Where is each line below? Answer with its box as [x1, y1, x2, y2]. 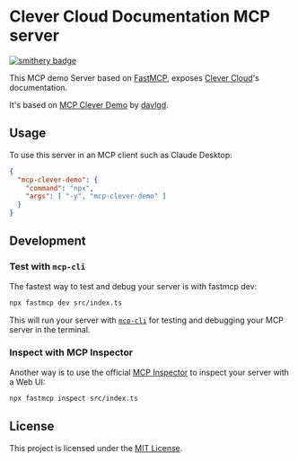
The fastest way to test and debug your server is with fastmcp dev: [9, 280, 258, 291]
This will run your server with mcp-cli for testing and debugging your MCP [9, 315, 285, 325]
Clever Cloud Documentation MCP [9, 6, 271, 27]
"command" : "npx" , [25, 183, 94, 192]
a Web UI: [9, 376, 46, 387]
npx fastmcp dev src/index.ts [9, 298, 123, 307]
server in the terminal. [9, 324, 91, 334]
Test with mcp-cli [9, 261, 86, 273]
